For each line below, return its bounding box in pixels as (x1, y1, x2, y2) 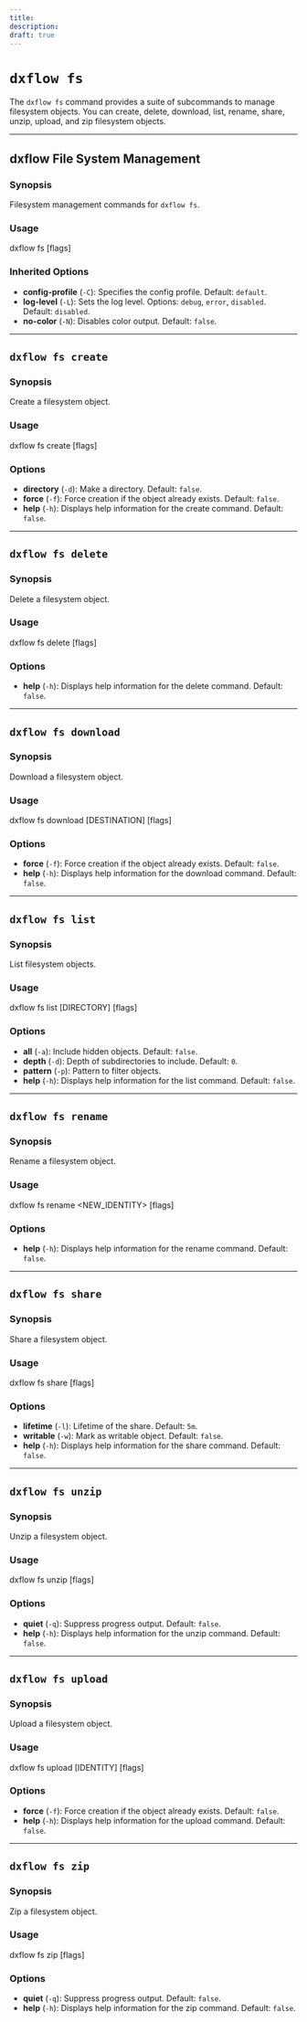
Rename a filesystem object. (9, 1156, 116, 1167)
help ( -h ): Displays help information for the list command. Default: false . (22, 1075, 295, 1085)
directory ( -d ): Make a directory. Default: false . (22, 483, 203, 494)
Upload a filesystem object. (9, 1719, 112, 1730)
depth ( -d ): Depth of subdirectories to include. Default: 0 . (22, 1055, 238, 1066)
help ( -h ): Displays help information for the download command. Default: (22, 868, 297, 879)
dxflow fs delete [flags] (9, 637, 98, 648)
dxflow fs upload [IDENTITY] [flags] (9, 1762, 144, 1773)
